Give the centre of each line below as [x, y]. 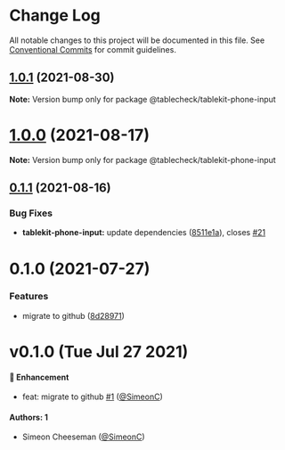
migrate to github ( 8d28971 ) [73, 315]
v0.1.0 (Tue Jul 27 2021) [99, 352]
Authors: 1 [29, 417]
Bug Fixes [31, 213]
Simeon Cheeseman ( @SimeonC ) [83, 437]
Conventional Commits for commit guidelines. [93, 49]
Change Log [55, 16]
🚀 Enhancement [39, 377]
